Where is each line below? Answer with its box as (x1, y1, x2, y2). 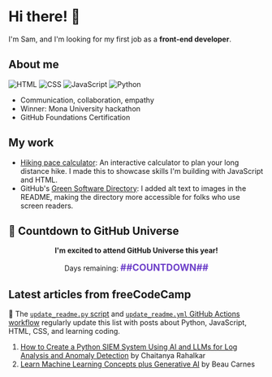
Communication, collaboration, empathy (19, 95, 154, 105)
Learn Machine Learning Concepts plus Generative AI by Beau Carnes (19, 359, 256, 369)
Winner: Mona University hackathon (19, 103, 140, 113)
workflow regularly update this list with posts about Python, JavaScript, (8, 318, 248, 327)
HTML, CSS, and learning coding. (8, 327, 120, 336)
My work (8, 136, 54, 149)
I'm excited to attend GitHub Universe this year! (54, 245, 218, 255)
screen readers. (19, 201, 74, 210)
